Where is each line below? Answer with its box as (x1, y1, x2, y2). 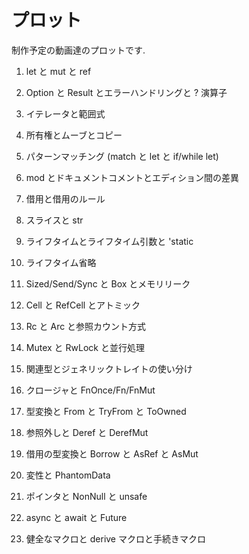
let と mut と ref (25, 65, 92, 77)
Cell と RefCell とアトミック (25, 299, 141, 311)
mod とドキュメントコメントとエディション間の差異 (25, 171, 239, 183)
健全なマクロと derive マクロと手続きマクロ (25, 532, 206, 545)
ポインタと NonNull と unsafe (25, 490, 148, 502)
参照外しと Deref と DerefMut (25, 426, 149, 438)
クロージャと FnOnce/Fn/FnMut (25, 384, 156, 396)
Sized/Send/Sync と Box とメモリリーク (25, 277, 191, 290)
